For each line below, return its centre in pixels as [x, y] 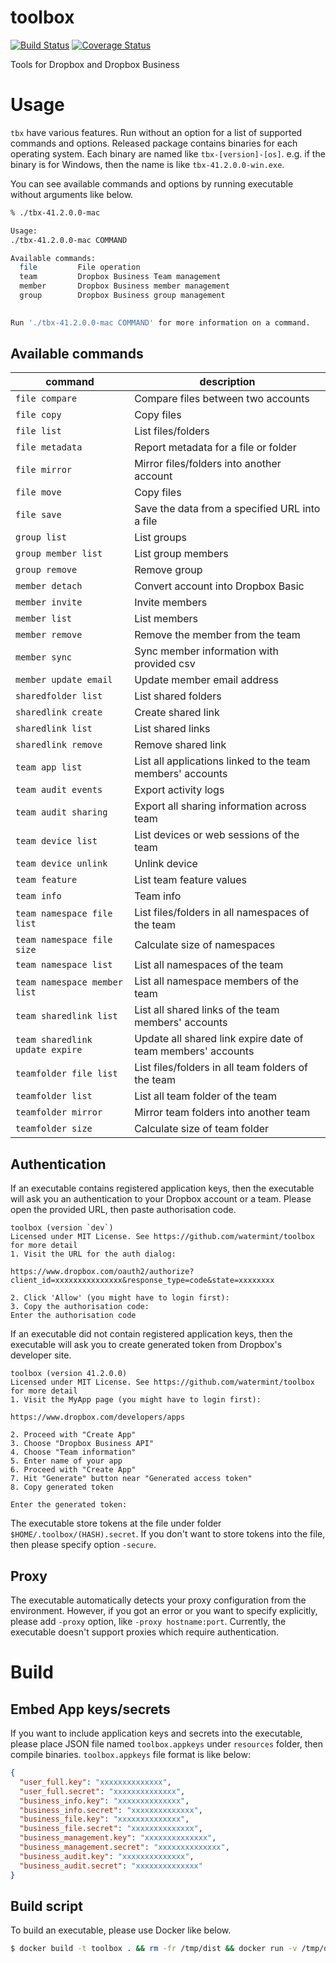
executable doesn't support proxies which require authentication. [145, 1632]
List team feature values [190, 880]
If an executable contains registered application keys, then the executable [162, 1188]
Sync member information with [206, 651]
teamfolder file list [66, 1074]
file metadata [49, 447]
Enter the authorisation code [73, 1316]
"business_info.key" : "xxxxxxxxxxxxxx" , [104, 1801]
